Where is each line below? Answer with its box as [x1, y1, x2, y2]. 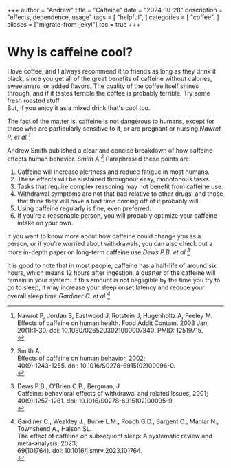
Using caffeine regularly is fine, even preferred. [16, 204, 151, 212]
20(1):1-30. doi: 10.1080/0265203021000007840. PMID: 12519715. [16, 326, 203, 334]
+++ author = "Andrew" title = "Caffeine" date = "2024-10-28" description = [7, 6, 223, 14]
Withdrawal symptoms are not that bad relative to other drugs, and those [16, 190, 223, 198]
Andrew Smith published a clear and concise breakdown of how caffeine [7, 146, 213, 154]
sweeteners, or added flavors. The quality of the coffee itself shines [7, 82, 199, 90]
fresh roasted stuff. [7, 96, 62, 104]
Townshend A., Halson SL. [16, 424, 92, 432]
